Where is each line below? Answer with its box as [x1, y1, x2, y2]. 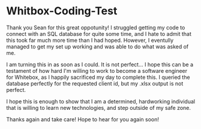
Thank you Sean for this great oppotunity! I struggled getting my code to [6, 24, 185, 31]
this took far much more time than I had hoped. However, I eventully [6, 36, 174, 44]
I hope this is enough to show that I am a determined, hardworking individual [6, 97, 196, 105]
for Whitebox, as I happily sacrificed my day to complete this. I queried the [6, 73, 190, 81]
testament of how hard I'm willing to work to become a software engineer [6, 67, 188, 74]
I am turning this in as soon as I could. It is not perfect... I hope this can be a [6, 61, 194, 68]
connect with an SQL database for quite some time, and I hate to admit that [6, 30, 192, 37]
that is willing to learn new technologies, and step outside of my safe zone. [6, 104, 191, 111]
